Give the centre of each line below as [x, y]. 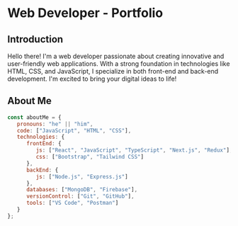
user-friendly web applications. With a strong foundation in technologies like [119, 64]
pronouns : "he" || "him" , [55, 124]
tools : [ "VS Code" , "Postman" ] [72, 203]
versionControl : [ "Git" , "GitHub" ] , [80, 196]
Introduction [35, 39]
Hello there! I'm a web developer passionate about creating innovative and [116, 56]
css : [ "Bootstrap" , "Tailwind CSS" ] [90, 157]
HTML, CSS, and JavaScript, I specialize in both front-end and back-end [113, 71]
